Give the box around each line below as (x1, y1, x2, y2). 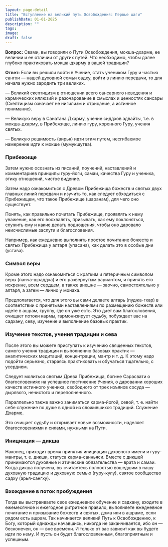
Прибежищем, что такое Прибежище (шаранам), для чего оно (5, 196, 139, 202)
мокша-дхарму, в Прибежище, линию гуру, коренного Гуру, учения (5, 121, 150, 127)
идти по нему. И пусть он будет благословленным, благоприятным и (5, 531, 153, 537)
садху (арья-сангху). (5, 475, 50, 481)
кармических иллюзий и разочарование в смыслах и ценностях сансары (5, 95, 163, 101)
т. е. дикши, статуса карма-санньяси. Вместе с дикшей (24, 454, 143, 460)
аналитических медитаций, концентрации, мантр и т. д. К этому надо (5, 353, 154, 359)
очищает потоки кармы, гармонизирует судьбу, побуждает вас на (5, 313, 147, 319)
